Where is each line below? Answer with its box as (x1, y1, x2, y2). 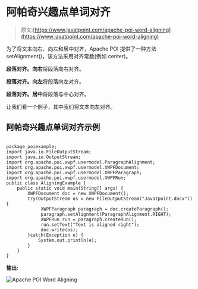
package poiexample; (6, 143, 58, 149)
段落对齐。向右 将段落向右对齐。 (6, 65, 84, 72)
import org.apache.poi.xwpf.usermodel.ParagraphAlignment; (6, 159, 156, 165)
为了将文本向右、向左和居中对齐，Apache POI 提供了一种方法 (6, 45, 156, 52)
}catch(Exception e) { (27, 232, 84, 238)
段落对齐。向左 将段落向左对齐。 (6, 78, 84, 85)
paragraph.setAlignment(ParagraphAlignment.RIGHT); (40, 211, 171, 217)
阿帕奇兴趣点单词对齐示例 (6, 122, 100, 133)
